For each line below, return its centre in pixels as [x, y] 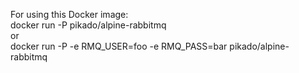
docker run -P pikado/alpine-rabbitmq [88, 25]
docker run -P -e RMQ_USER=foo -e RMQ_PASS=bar [119, 46]
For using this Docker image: [69, 14]
